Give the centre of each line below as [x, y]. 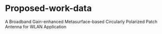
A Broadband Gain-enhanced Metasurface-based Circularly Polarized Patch [81, 22]
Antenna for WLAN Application [36, 26]
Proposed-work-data [48, 8]
